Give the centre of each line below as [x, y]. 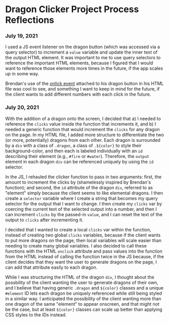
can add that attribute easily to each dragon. [51, 267]
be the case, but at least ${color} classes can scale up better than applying [84, 309]
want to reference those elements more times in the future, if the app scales [84, 68]
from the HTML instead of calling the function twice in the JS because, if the [84, 256]
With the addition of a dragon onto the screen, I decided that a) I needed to [83, 118]
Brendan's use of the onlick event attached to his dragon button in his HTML [84, 84]
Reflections [30, 20]
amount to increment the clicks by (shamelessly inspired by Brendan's [78, 182]
